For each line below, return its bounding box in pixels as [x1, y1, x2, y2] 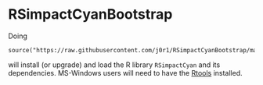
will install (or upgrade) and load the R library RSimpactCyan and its [8, 60, 221, 69]
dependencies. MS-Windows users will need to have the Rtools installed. [8, 68, 243, 77]
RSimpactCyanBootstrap [8, 5, 173, 23]
